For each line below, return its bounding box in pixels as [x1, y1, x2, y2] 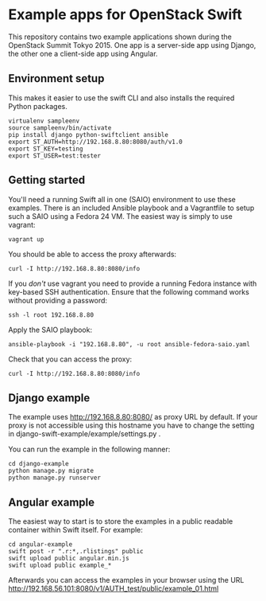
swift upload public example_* [8, 561, 112, 570]
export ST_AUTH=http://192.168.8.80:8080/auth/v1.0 [8, 138, 183, 146]
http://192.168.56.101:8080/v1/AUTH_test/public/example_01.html [8, 583, 219, 594]
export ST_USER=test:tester [8, 151, 102, 160]
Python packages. [8, 101, 67, 111]
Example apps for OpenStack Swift [8, 6, 242, 24]
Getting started [8, 174, 86, 187]
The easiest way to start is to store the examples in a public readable [8, 517, 233, 526]
